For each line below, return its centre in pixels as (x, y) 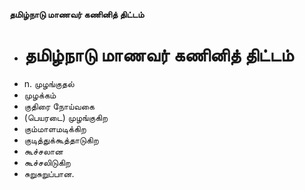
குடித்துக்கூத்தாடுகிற (61, 140)
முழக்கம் (40, 95)
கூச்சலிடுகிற (47, 162)
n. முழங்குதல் (49, 83)
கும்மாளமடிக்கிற (55, 128)
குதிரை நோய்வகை (59, 106)
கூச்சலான (43, 151)
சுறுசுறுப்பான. (49, 173)
